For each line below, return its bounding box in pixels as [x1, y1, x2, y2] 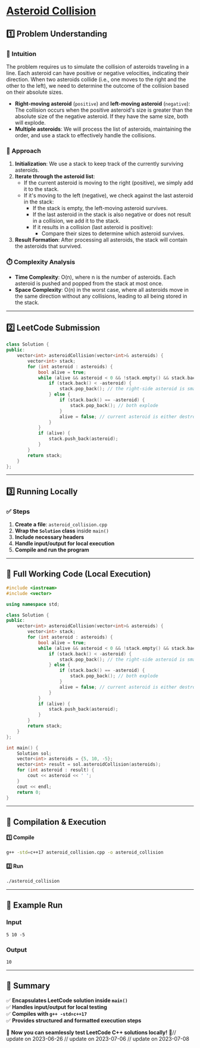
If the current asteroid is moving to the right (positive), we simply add [23, 179, 193, 186]
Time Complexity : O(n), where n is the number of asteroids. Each [14, 273, 176, 281]
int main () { [6, 745, 39, 751]
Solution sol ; [17, 750, 52, 756]
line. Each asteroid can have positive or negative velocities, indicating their [6, 69, 189, 76]
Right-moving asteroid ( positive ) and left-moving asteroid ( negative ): [14, 100, 190, 107]
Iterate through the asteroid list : [14, 173, 95, 180]
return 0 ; [17, 789, 42, 795]
